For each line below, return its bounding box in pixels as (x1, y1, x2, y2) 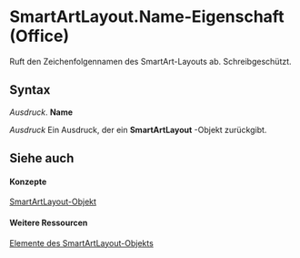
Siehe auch (9, 150, 75, 166)
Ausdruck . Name (9, 107, 74, 118)
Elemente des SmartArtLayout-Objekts (9, 237, 155, 248)
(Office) (9, 26, 70, 46)
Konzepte (9, 176, 47, 187)
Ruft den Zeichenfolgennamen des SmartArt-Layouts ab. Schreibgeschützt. (9, 56, 293, 67)
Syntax (9, 82, 51, 98)
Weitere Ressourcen (9, 217, 88, 228)
